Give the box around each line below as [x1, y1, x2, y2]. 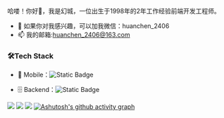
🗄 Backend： [17, 86, 56, 94]
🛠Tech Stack [7, 51, 54, 60]
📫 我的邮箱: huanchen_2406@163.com [17, 31, 130, 39]
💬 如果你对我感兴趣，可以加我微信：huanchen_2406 [17, 22, 170, 30]
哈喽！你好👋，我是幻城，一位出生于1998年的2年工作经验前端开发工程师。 [7, 7, 220, 15]
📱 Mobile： [17, 70, 50, 79]
